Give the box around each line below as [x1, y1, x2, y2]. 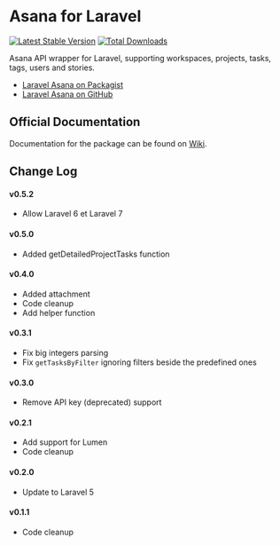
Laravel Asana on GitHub [21, 89, 113, 99]
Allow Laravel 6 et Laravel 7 [21, 209, 123, 219]
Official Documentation [9, 115, 141, 130]
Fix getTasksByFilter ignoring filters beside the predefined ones [21, 357, 257, 368]
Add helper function [21, 307, 96, 318]
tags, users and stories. [9, 62, 96, 73]
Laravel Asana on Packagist [21, 79, 124, 90]
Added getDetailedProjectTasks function [21, 249, 170, 259]
